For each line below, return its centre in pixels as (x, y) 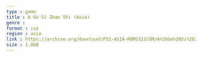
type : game (21, 12)
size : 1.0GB (23, 45)
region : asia (24, 34)
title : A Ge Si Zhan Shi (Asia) (48, 17)
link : (14, 39)
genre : (16, 23)
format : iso (23, 28)
